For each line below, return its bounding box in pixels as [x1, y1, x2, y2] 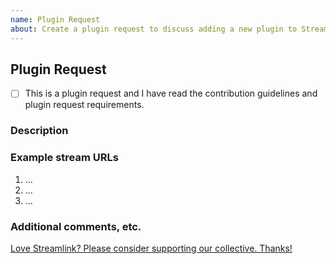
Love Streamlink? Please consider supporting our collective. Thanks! [10, 242, 293, 254]
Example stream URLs [10, 151, 119, 165]
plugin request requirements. [24, 99, 145, 111]
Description [10, 124, 69, 138]
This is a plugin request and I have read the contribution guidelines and [24, 87, 318, 100]
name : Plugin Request [10, 14, 101, 25]
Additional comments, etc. [10, 219, 142, 233]
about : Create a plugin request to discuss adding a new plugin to [10, 24, 298, 34]
